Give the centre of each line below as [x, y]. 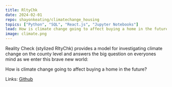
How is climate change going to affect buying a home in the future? [76, 69]
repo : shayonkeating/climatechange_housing [52, 19]
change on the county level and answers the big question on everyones [81, 54]
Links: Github [19, 79]
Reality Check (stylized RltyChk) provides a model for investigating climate [84, 48]
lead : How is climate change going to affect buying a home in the [79, 29]
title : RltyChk [21, 10]
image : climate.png [26, 34]
